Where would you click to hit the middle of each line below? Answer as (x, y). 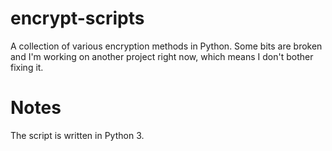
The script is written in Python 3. (77, 135)
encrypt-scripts (77, 18)
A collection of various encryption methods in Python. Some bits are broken (166, 46)
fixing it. (27, 67)
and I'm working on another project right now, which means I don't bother (162, 56)
